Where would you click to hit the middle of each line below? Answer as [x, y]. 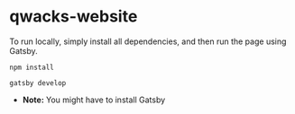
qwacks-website [74, 17]
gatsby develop [38, 83]
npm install [32, 67]
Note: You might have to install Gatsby [94, 100]
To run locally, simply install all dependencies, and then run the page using [148, 41]
